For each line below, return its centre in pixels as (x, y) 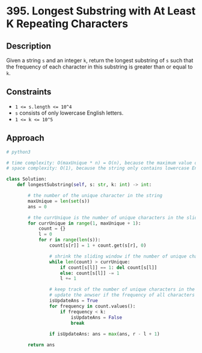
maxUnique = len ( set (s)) (59, 201)
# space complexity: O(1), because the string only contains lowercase (98, 168)
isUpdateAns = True (73, 301)
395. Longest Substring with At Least (101, 11)
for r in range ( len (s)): (69, 240)
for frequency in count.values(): (92, 306)
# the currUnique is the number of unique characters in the (106, 217)
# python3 (19, 152)
